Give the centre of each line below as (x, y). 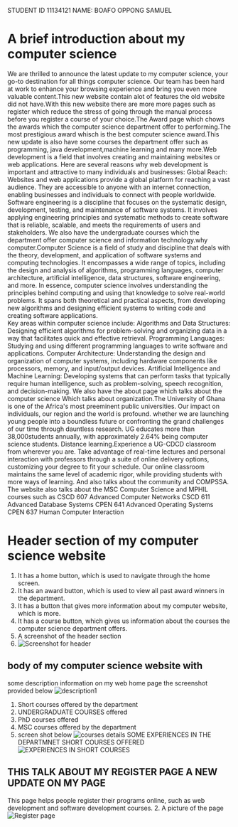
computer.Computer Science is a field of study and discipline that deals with (119, 247)
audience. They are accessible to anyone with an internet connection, (109, 187)
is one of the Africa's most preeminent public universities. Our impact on (114, 406)
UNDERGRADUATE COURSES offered (72, 712)
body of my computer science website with (105, 666)
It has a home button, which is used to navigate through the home (114, 575)
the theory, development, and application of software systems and (104, 255)
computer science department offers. (72, 628)
